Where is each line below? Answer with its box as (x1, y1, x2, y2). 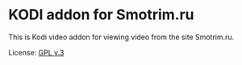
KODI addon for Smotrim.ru (8, 6, 195, 24)
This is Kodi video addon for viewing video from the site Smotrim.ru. (8, 32, 235, 42)
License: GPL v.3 (8, 47, 65, 57)
